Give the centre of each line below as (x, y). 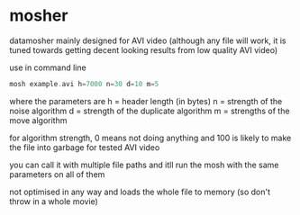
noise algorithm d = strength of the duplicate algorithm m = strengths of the (150, 111)
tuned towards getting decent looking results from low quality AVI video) (143, 49)
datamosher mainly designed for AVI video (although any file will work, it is (148, 40)
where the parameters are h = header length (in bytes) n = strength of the (146, 101)
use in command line (48, 67)
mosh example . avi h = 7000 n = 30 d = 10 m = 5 (84, 84)
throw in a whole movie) (54, 201)
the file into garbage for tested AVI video (85, 147)
